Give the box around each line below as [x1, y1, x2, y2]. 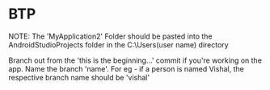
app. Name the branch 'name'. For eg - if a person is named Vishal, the [8, 63, 244, 73]
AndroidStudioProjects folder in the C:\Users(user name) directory [8, 39, 229, 49]
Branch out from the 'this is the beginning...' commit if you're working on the [8, 55, 263, 65]
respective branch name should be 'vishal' [8, 72, 150, 82]
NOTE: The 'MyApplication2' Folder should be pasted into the [8, 31, 213, 41]
